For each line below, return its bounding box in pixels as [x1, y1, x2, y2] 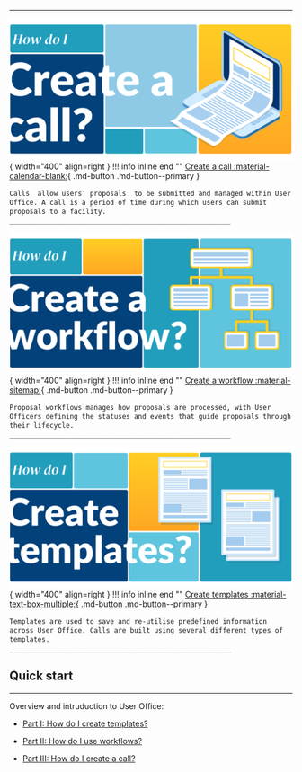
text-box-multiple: [9, 599, 76, 609]
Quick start [9, 669, 74, 684]
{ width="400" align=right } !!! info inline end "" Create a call [9, 161, 232, 172]
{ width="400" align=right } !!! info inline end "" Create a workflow [9, 375, 253, 386]
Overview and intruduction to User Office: [9, 700, 164, 711]
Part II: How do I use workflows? [22, 735, 142, 746]
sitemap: [9, 385, 42, 395]
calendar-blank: [9, 171, 68, 181]
